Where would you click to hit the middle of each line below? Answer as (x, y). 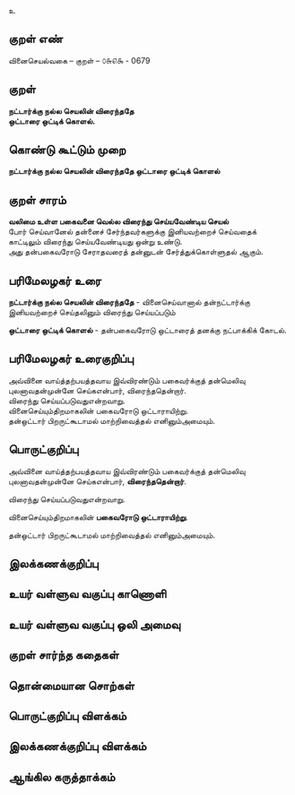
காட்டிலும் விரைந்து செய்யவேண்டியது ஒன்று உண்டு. (95, 242)
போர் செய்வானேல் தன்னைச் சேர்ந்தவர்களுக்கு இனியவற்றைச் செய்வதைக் (133, 232)
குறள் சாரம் (37, 199)
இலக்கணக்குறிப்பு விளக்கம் (78, 746)
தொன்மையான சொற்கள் (72, 685)
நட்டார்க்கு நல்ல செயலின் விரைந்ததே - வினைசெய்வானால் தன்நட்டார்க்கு (129, 302)
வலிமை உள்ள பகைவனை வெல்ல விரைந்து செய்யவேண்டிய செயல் (119, 221)
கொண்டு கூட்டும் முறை (67, 150)
